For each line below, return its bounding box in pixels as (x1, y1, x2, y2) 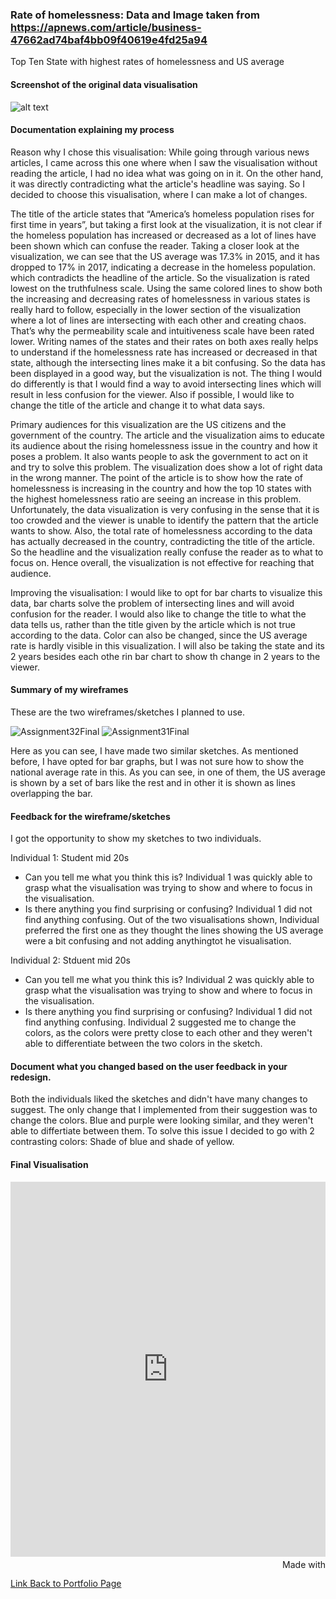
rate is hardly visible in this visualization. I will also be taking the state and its (10, 639, 326, 652)
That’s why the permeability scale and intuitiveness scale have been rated (10, 324, 315, 337)
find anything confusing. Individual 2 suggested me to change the (24, 1016, 297, 1028)
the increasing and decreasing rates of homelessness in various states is (10, 293, 311, 305)
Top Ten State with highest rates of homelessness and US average (10, 56, 285, 68)
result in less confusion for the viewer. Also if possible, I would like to (10, 388, 295, 400)
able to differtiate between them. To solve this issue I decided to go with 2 (10, 1125, 315, 1137)
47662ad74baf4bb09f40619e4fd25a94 (10, 33, 208, 47)
